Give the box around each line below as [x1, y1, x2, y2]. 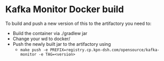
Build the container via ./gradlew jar [12, 30, 88, 36]
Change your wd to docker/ [12, 36, 70, 42]
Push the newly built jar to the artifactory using [12, 41, 111, 47]
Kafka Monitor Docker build [5, 4, 124, 15]
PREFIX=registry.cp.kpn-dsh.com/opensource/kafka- [50, 47, 160, 52]
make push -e [20, 47, 48, 52]
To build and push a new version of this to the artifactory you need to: [5, 20, 152, 26]
